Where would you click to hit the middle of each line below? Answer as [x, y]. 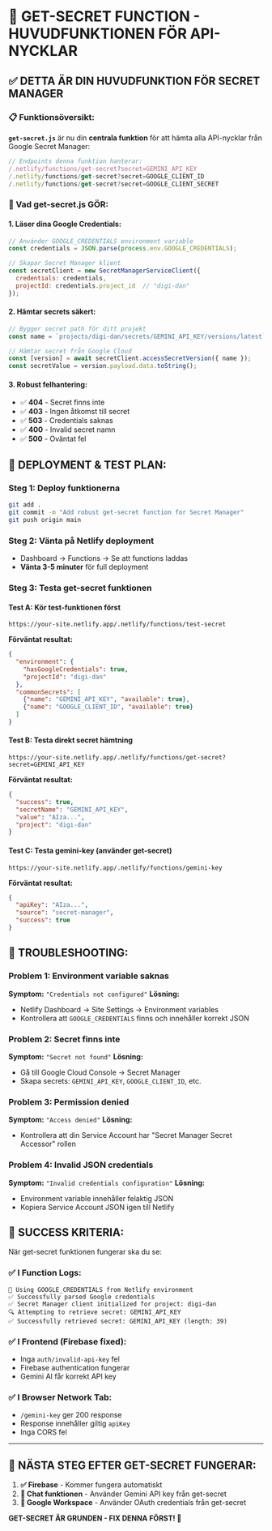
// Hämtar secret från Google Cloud [70, 351]
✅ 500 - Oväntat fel [53, 439]
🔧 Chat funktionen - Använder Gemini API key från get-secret [123, 1494]
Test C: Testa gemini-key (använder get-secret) [90, 850]
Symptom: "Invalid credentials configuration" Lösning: [106, 1182]
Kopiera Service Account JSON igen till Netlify [97, 1207]
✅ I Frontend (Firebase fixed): [68, 1341]
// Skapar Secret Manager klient [65, 263]
